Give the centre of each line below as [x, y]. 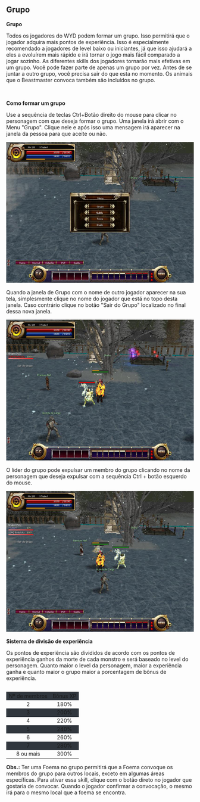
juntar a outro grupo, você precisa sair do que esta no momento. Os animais [99, 73]
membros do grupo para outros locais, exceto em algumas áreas [85, 773]
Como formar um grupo [36, 103]
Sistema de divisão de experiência [50, 641]
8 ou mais [28, 754]
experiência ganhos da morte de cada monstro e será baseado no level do [97, 659]
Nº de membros [28, 696]
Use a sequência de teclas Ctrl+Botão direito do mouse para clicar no [91, 114]
